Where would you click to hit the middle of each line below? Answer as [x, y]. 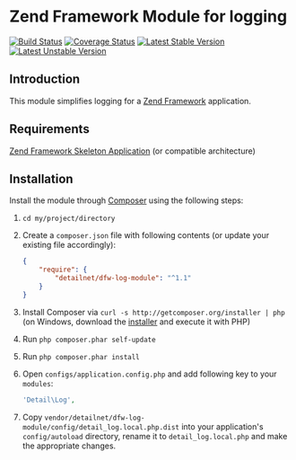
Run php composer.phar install [81, 356]
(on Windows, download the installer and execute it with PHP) [136, 322]
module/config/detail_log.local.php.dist [100, 427]
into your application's [222, 426]
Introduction [45, 80]
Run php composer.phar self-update [89, 339]
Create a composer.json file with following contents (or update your [146, 235]
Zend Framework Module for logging [148, 17]
